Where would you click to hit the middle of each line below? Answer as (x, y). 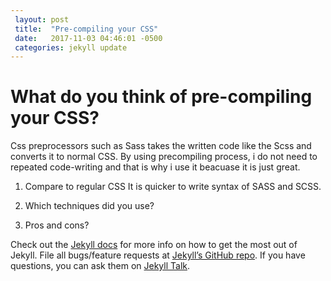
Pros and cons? (57, 225)
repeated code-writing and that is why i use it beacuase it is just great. (155, 167)
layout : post (42, 19)
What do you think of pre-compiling (161, 97)
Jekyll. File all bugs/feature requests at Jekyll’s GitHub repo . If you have (158, 255)
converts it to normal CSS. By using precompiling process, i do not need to (164, 157)
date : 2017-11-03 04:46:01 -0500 (88, 38)
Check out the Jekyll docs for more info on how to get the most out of (154, 245)
